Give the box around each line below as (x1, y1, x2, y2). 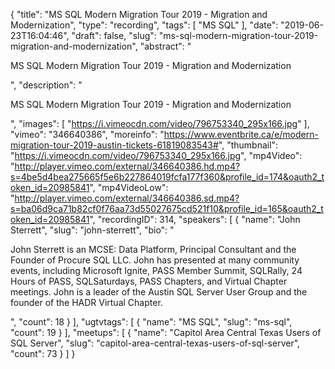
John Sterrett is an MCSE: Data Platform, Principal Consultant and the (10, 244, 297, 255)
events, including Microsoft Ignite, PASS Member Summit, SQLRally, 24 (10, 265, 303, 276)
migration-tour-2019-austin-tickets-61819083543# (10, 139, 219, 151)
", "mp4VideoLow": (89, 182, 169, 193)
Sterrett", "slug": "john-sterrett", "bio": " (10, 224, 175, 236)
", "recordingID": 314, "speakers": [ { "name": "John (89, 214, 301, 225)
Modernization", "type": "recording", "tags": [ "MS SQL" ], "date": (10, 19, 279, 31)
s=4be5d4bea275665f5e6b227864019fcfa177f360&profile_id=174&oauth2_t (10, 171, 325, 183)
